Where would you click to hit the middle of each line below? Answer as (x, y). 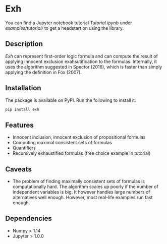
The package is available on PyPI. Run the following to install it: (71, 100)
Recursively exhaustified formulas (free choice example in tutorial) (81, 153)
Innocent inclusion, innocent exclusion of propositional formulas (79, 137)
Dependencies (29, 219)
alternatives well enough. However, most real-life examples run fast (82, 198)
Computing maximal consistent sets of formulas (62, 143)
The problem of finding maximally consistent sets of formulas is (79, 181)
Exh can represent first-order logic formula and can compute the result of (81, 56)
